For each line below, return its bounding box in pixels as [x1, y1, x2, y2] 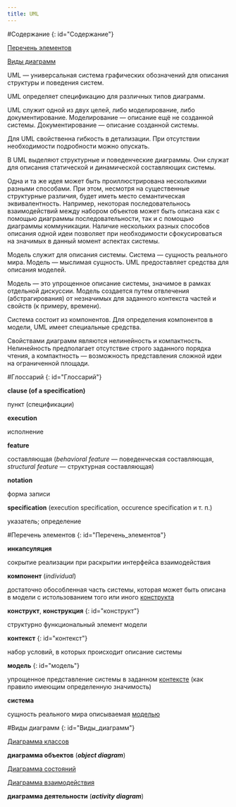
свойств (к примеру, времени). [7, 301, 101, 310]
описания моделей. [7, 265, 67, 274]
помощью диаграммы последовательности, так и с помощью [7, 214, 194, 222]
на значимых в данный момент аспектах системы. [7, 237, 160, 245]
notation [7, 476, 33, 484]
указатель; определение [7, 517, 82, 525]
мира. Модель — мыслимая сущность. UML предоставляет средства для [7, 258, 229, 266]
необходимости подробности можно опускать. [7, 142, 150, 150]
